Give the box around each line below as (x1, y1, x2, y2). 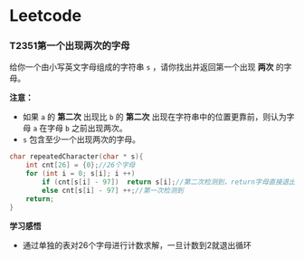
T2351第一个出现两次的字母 (9, 40, 130, 53)
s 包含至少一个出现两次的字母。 (22, 134, 140, 145)
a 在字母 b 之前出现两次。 (33, 123, 128, 134)
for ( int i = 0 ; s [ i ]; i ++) (25, 169, 136, 178)
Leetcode (9, 5, 82, 26)
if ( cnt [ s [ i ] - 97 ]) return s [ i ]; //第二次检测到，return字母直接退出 (42, 177, 296, 187)
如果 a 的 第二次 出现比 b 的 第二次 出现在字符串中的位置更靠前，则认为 (22, 111, 287, 122)
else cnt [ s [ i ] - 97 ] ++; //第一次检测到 (42, 186, 184, 195)
